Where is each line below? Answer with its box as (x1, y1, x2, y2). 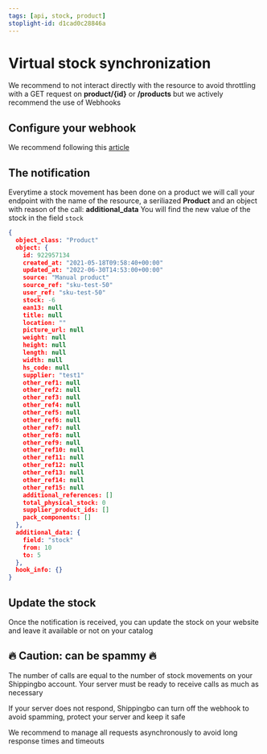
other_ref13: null (23, 469, 84, 477)
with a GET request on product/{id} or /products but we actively (8, 90, 224, 99)
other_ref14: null (23, 476, 84, 484)
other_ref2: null (23, 386, 81, 394)
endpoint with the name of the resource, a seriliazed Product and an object (8, 196, 257, 206)
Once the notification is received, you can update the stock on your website (8, 618, 260, 627)
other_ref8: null (23, 431, 81, 439)
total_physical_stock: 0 (23, 498, 106, 506)
